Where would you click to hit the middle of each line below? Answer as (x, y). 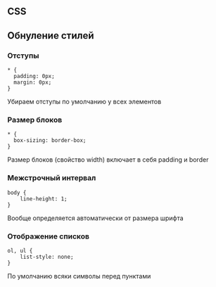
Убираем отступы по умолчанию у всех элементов (84, 102)
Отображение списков (49, 236)
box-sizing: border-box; (50, 141)
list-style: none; (47, 257)
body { (17, 193)
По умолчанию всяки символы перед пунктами (79, 276)
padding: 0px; (34, 77)
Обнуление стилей (51, 36)
